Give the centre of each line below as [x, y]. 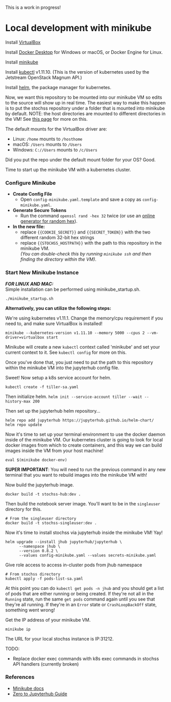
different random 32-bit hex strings [57, 238]
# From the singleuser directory [41, 518]
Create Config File [32, 194]
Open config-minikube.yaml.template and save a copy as [81, 200]
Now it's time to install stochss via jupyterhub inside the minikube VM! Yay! [84, 533]
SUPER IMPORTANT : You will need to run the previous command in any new [86, 469]
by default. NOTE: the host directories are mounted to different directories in [86, 113]
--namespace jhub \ [39, 546]
